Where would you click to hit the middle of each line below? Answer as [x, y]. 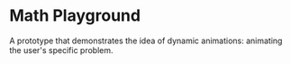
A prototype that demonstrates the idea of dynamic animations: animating [146, 41]
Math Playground [75, 16]
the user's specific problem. [62, 50]
